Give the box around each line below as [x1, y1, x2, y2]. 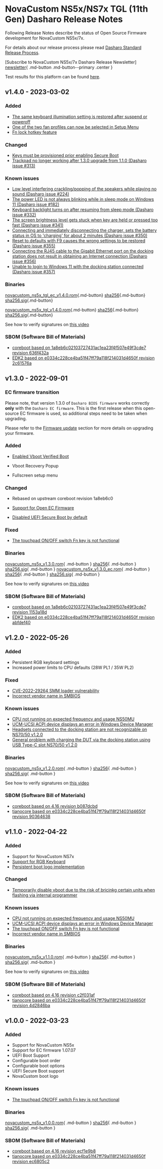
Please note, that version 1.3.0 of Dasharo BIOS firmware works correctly [5, 400, 149, 406]
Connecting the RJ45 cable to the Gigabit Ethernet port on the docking [12, 248, 154, 254]
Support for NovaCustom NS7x [12, 853, 74, 859]
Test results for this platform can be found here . [5, 74, 100, 79]
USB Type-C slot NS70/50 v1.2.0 [12, 742, 78, 748]
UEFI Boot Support [12, 1052, 49, 1058]
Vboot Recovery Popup [12, 463, 59, 468]
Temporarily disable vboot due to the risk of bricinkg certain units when [12, 887, 155, 893]
